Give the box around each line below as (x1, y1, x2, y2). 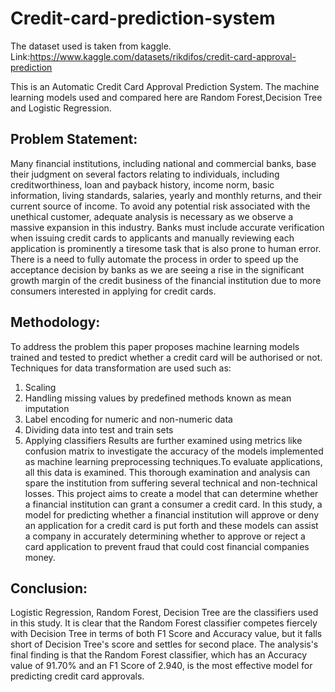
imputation (24, 402, 70, 414)
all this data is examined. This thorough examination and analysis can (24, 466, 311, 478)
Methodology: (10, 314, 101, 331)
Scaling (24, 381, 57, 393)
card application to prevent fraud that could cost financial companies (24, 540, 310, 552)
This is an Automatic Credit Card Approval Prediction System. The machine (10, 80, 320, 92)
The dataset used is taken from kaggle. (10, 40, 172, 52)
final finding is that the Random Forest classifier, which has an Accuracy (10, 649, 308, 661)
